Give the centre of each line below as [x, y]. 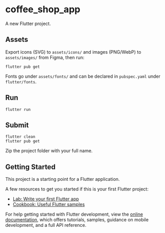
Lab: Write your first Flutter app [46, 199]
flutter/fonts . [21, 81]
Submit [17, 125]
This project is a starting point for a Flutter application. [63, 179]
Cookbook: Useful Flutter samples [49, 204]
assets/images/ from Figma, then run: [45, 57]
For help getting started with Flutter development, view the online [74, 214]
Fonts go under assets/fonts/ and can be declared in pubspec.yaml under [83, 76]
